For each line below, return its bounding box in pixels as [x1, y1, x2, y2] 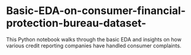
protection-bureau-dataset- [6, 16, 147, 30]
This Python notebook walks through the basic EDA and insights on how [6, 36, 182, 43]
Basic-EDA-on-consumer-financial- [6, 4, 186, 18]
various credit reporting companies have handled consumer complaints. [6, 42, 182, 49]
